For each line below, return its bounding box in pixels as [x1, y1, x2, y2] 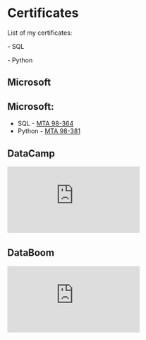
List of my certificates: [7, 28, 73, 37]
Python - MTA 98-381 [17, 127, 81, 135]
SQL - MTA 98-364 [17, 119, 74, 128]
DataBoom [7, 246, 55, 259]
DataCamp [7, 147, 55, 159]
